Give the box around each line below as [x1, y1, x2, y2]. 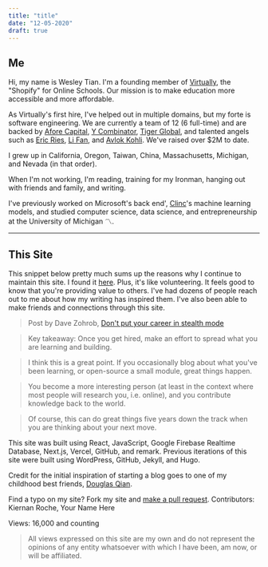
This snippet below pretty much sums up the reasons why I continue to [8, 269, 242, 278]
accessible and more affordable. [8, 94, 114, 104]
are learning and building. [27, 343, 112, 351]
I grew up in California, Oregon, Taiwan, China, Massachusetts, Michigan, [8, 151, 250, 161]
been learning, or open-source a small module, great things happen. [27, 367, 253, 375]
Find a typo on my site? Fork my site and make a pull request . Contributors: [8, 494, 255, 504]
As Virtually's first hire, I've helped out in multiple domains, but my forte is [8, 109, 251, 120]
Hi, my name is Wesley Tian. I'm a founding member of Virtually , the [8, 77, 231, 87]
